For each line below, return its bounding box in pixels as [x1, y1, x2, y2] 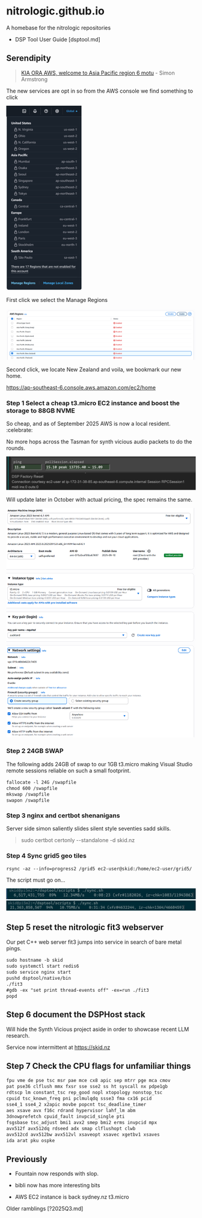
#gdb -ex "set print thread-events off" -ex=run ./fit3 [6, 987, 149, 993]
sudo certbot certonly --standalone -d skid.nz [20, 837, 135, 844]
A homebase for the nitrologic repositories [6, 24, 111, 31]
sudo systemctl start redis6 [6, 963, 79, 969]
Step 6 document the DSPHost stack [6, 1009, 145, 1020]
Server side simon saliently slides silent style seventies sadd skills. [6, 825, 171, 832]
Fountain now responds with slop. [14, 1170, 99, 1177]
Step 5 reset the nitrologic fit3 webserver [6, 922, 164, 933]
